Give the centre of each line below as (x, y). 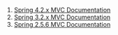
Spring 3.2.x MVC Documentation (62, 17)
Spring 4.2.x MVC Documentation (62, 10)
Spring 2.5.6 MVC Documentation (62, 24)
